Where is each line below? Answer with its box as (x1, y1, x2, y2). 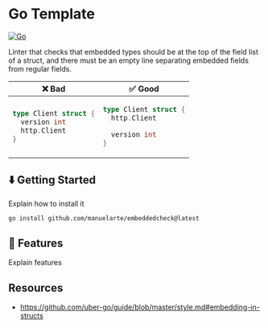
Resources (8, 281, 64, 294)
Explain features (8, 258, 62, 268)
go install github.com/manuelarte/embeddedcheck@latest (8, 214, 200, 222)
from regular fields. (8, 64, 72, 73)
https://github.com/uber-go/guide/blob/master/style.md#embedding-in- (19, 302, 260, 312)
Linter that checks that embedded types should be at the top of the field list (8, 47, 259, 56)
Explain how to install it (8, 199, 85, 208)
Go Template (8, 5, 95, 23)
